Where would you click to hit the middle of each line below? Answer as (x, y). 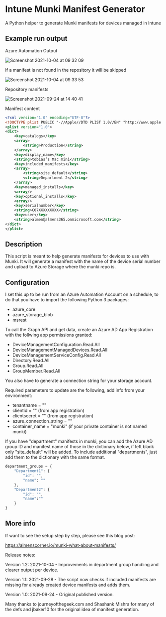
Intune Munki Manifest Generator (75, 9)
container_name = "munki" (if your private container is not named (80, 426)
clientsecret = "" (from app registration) (53, 416)
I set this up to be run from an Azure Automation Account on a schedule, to (82, 294)
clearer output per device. (32, 570)
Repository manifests (27, 89)
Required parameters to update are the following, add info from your (75, 390)
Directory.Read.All (31, 361)
